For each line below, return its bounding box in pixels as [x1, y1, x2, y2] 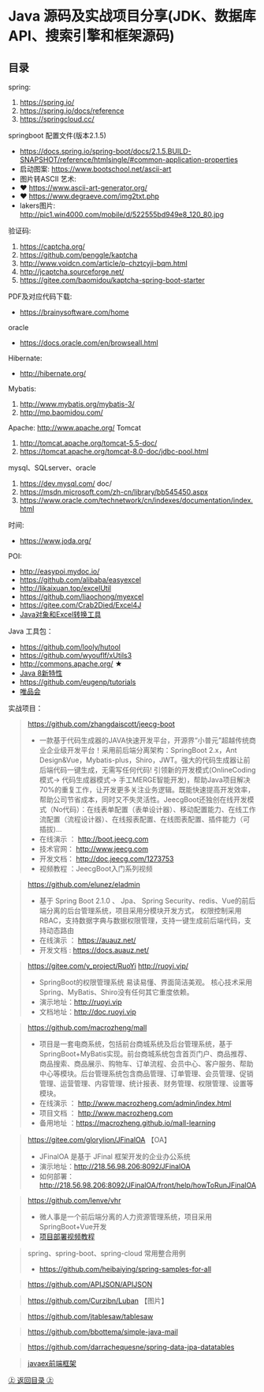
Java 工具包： [8, 626, 54, 636]
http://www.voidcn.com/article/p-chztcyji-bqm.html [19, 258, 188, 268]
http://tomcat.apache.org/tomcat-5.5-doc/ [19, 438, 158, 447]
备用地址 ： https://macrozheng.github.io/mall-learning [39, 1119, 216, 1127]
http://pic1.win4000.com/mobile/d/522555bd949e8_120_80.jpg [19, 210, 225, 219]
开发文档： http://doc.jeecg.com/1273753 [39, 854, 175, 863]
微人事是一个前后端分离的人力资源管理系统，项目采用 [39, 1212, 213, 1221]
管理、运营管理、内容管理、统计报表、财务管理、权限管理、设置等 [39, 1079, 254, 1088]
